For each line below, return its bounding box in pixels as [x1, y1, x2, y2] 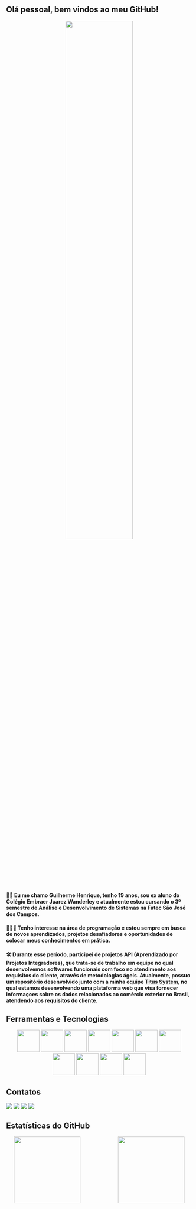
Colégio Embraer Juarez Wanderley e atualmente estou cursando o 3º [6, 898, 181, 905]
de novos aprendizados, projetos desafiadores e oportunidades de [6, 931, 173, 937]
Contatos [6, 1087, 41, 1097]
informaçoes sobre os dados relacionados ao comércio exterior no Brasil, [6, 990, 190, 997]
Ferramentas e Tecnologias [6, 1013, 109, 1024]
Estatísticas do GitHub [6, 1120, 90, 1130]
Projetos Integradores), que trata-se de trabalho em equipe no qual [6, 959, 174, 966]
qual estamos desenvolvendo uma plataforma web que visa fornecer [6, 984, 178, 992]
